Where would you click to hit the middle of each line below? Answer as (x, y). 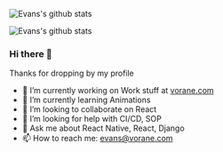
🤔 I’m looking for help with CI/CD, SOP (92, 119)
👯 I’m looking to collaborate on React (89, 109)
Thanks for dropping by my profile (72, 73)
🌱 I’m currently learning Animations (86, 100)
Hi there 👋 (31, 53)
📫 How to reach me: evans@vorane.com (97, 139)
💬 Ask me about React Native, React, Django (103, 128)
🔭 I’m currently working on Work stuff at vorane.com (118, 91)
